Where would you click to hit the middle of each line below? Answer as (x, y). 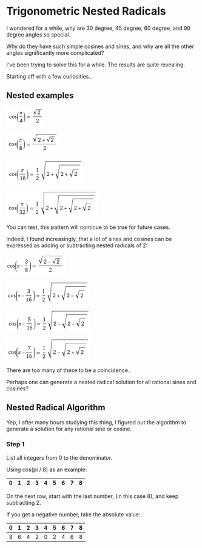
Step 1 (15, 444)
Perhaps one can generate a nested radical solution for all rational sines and (101, 382)
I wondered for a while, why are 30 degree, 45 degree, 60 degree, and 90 (99, 28)
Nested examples (40, 96)
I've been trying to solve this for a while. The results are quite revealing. (96, 65)
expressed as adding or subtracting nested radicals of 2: (77, 245)
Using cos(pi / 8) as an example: (47, 469)
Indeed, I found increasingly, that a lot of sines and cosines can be (89, 239)
